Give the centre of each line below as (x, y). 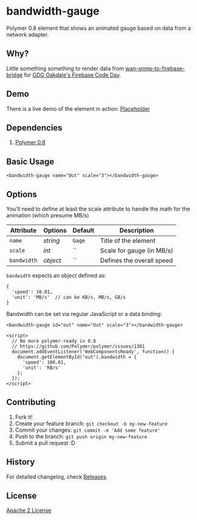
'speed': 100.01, (44, 362)
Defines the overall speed (136, 260)
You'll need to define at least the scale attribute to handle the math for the (98, 209)
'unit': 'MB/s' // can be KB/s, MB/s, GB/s (69, 297)
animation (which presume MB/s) (48, 215)
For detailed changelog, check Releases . (57, 477)
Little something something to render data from (65, 68)
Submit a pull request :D (45, 443)
